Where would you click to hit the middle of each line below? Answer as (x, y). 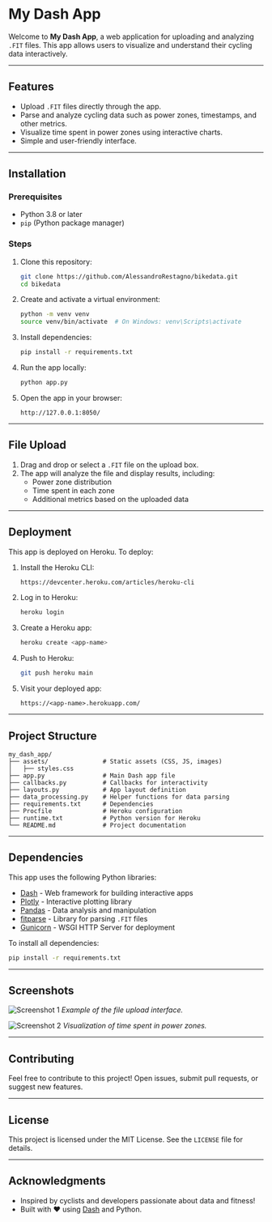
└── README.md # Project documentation (97, 825)
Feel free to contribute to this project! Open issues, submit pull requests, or (134, 1079)
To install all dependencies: (54, 943)
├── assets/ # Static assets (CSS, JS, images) (115, 761)
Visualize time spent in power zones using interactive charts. (121, 132)
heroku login (42, 612)
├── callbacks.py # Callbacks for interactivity (108, 782)
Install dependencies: (56, 338)
